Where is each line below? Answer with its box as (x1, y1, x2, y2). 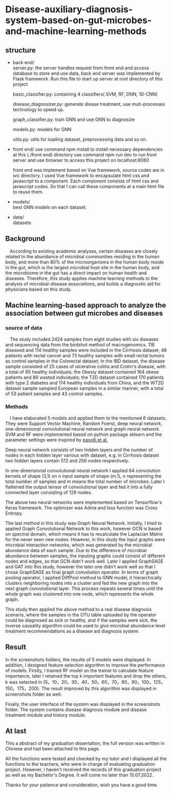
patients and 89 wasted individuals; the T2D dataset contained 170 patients (5, 374, 164, 380)
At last (5, 727, 27, 735)
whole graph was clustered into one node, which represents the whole (5, 591, 154, 597)
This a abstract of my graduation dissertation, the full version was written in (5, 740, 165, 746)
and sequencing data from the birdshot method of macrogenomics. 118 (5, 341, 155, 348)
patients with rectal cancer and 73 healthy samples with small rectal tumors (5, 352, 165, 358)
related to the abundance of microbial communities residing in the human (5, 253, 160, 259)
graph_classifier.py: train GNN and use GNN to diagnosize (12, 116, 135, 123)
